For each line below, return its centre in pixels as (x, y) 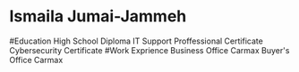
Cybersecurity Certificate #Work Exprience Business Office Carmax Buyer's (149, 50)
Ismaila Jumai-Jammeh (98, 16)
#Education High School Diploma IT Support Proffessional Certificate (137, 41)
